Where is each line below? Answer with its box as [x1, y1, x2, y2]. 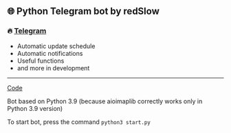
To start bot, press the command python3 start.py [7, 117, 151, 126]
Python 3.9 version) [7, 104, 63, 112]
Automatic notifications [16, 49, 83, 57]
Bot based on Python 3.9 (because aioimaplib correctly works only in [7, 96, 203, 105]
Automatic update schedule [16, 41, 96, 50]
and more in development [16, 63, 90, 72]
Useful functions [16, 57, 65, 65]
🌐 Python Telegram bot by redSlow [7, 6, 159, 17]
